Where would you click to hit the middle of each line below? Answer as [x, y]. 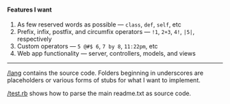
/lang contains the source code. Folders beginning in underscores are [105, 73]
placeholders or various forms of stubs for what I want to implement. [104, 80]
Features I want [30, 10]
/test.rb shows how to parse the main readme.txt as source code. [99, 93]
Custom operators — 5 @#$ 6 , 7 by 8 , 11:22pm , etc [88, 46]
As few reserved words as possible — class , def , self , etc [99, 24]
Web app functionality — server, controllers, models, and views [106, 54]
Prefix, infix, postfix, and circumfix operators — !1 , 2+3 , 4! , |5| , [106, 32]
